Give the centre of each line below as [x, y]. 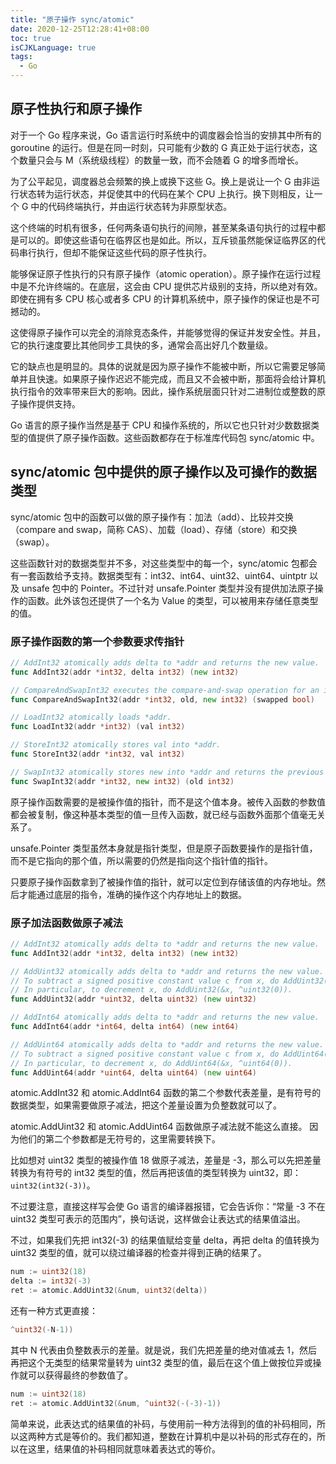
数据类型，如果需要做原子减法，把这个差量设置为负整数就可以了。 [146, 1105]
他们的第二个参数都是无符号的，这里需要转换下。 [119, 1139]
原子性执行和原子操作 [76, 109]
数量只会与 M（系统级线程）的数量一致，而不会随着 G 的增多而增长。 [161, 160]
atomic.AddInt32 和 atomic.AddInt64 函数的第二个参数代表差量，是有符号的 [166, 1093]
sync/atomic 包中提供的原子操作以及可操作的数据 [163, 472]
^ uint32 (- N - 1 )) [42, 1330]
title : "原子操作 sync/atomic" [72, 19]
